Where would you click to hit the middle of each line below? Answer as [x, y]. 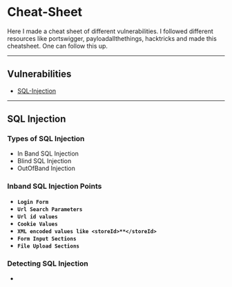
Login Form [33, 202]
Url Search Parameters [50, 209]
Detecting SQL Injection [48, 263]
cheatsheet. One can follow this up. [58, 46]
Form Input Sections [47, 239]
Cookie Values [37, 224]
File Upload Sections [48, 246]
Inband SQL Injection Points [55, 186]
